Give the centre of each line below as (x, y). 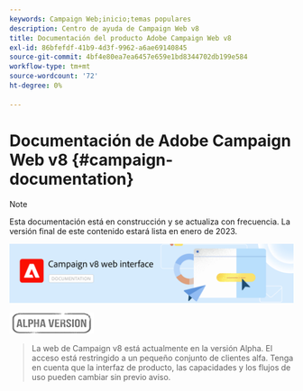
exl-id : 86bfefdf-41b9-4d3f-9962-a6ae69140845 (98, 48)
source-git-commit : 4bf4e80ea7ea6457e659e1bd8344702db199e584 (129, 57)
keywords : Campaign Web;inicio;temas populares (101, 19)
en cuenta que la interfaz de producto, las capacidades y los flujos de (161, 367)
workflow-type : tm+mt (50, 67)
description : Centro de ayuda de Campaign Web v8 (105, 28)
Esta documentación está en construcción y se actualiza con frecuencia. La (150, 222)
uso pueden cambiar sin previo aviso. (101, 377)
